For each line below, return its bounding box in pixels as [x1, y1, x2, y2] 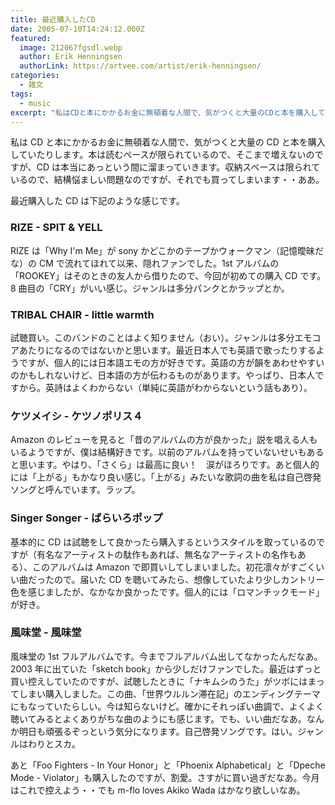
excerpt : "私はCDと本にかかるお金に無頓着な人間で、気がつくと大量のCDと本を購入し [10, 107, 318, 118]
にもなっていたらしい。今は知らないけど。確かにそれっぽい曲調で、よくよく [10, 700, 325, 712]
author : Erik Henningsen [19, 52, 123, 62]
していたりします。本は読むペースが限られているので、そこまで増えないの [10, 149, 315, 161]
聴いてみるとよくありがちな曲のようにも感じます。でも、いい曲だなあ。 [10, 712, 307, 725]
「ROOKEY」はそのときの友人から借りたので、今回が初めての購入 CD [10, 269, 298, 281]
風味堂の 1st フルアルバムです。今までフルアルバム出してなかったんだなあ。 [10, 650, 323, 662]
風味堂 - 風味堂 [10, 626, 82, 640]
